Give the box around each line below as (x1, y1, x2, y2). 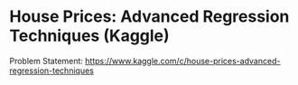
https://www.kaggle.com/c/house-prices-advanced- (85, 55, 281, 66)
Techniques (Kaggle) (9, 25, 170, 46)
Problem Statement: (9, 55, 84, 66)
